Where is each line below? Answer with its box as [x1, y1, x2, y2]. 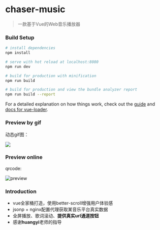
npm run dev [5, 64, 30, 69]
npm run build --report [5, 92, 56, 97]
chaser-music [5, 4, 66, 15]
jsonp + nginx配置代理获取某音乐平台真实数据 [12, 207, 108, 213]
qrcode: [5, 165, 22, 171]
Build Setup [5, 34, 35, 41]
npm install [5, 50, 30, 55]
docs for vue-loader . [5, 107, 48, 113]
